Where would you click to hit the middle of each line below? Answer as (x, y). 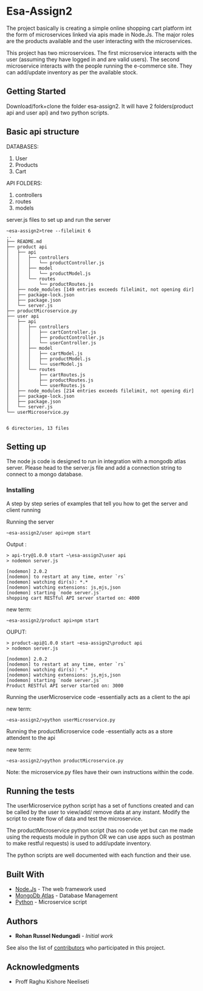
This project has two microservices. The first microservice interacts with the (102, 52)
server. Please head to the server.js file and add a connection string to (94, 468)
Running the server (30, 522)
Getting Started (36, 92)
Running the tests (40, 791)
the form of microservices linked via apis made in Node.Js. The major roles (100, 34)
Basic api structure (43, 132)
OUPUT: (16, 631)
